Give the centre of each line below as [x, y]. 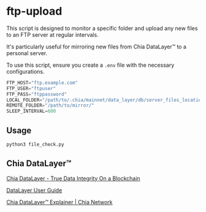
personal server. [27, 53]
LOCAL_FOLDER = [25, 100]
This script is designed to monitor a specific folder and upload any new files [102, 28]
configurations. [25, 71]
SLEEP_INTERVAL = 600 [31, 112]
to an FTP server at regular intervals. [53, 34]
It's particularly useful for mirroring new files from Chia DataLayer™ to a [97, 47]
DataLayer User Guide [34, 190]
